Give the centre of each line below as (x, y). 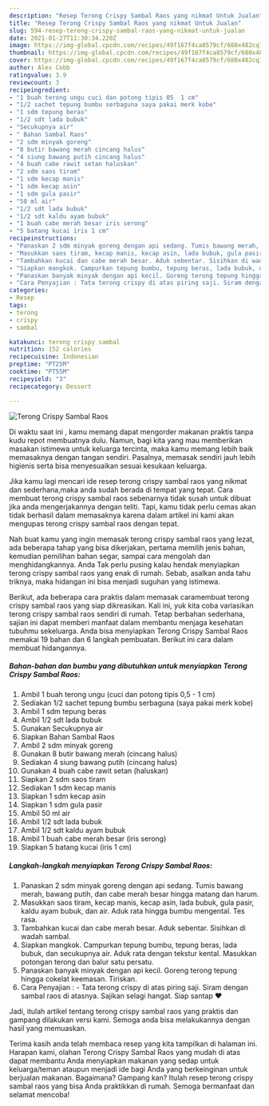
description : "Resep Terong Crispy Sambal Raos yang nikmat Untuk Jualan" (136, 16)
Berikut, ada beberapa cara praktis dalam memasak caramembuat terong (129, 597)
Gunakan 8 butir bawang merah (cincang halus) (99, 754)
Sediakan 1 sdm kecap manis (68, 788)
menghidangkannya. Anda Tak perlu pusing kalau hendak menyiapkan (125, 565)
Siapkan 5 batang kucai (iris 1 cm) (76, 847)
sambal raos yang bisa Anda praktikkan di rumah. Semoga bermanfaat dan (132, 1086)
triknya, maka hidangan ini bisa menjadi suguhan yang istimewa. (115, 581)
